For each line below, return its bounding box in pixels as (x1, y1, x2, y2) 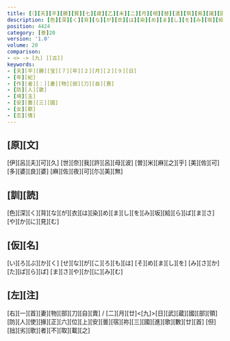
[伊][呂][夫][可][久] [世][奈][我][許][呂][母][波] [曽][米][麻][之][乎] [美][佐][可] (7, 158, 220, 167)
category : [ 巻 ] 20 (7, 29, 56, 36)
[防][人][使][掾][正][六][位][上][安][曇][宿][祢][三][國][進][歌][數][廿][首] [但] (7, 317, 217, 326)
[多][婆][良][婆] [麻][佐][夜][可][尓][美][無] (7, 167, 123, 176)
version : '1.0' (7, 36, 51, 43)
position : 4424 (7, 23, 51, 30)
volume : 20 (7, 42, 38, 49)
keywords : (7, 61, 36, 68)
